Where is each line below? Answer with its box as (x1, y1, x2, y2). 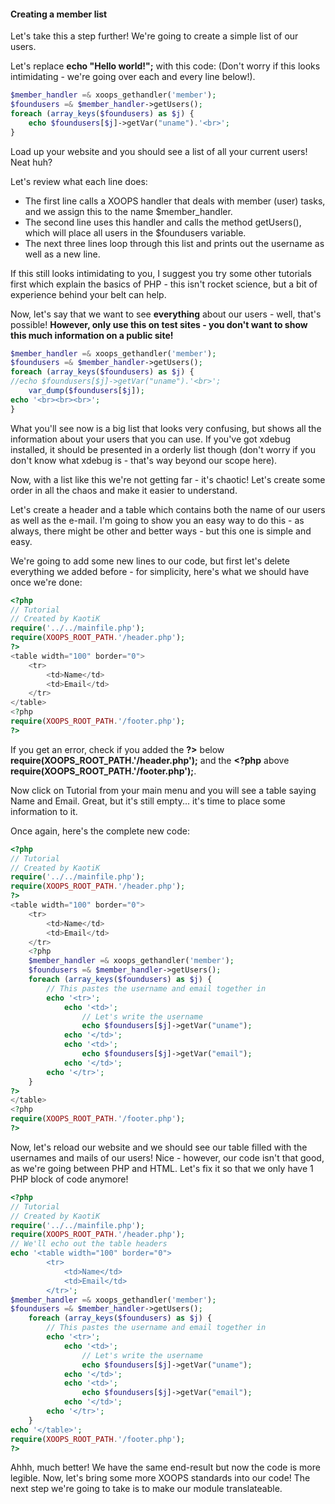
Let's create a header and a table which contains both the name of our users (10, 503, 326, 515)
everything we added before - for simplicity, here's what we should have (10, 565, 310, 577)
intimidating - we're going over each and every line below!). (10, 71, 256, 83)
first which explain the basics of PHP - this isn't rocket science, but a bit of (10, 278, 318, 290)
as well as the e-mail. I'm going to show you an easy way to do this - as (10, 514, 305, 526)
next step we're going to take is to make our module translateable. (10, 1483, 283, 1495)
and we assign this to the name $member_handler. (24, 205, 233, 217)
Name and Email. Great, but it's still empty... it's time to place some (10, 795, 286, 807)
